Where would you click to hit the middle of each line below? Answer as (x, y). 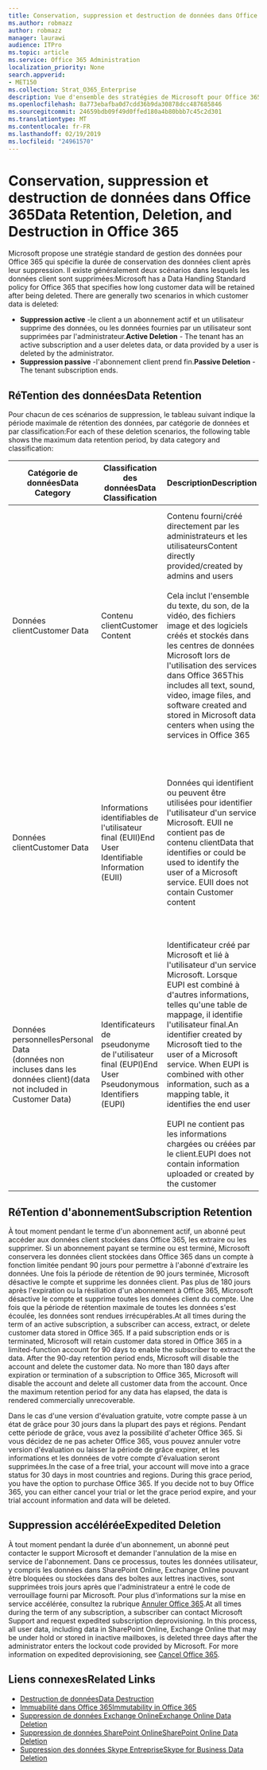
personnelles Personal (53, 1039)
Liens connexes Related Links (82, 1680)
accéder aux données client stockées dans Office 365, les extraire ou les (128, 1240)
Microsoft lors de (198, 656)
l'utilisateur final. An (202, 1025)
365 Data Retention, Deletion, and (120, 214)
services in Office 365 (208, 735)
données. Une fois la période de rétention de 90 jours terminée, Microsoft (129, 1273)
